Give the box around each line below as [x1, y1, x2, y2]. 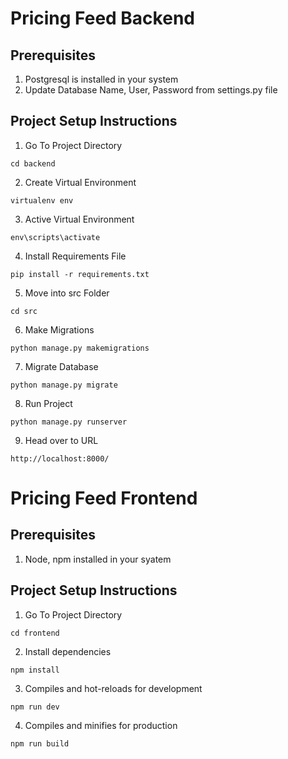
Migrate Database [24, 360, 99, 372]
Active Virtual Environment [24, 213, 135, 225]
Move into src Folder [24, 287, 110, 299]
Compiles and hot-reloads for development [24, 682, 203, 694]
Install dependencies [24, 645, 112, 657]
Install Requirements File [24, 250, 127, 262]
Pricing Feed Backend [10, 7, 195, 30]
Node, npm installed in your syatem [24, 553, 172, 565]
